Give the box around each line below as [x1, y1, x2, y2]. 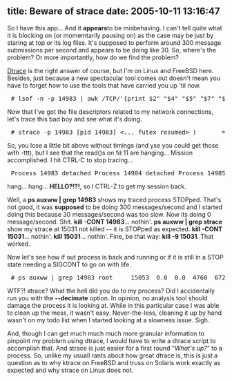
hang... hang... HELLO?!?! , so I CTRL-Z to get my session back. [7, 182, 186, 190]
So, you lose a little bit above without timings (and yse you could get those [7, 141, 219, 149]
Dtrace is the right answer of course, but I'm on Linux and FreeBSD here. [7, 66, 214, 75]
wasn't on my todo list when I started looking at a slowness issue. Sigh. [7, 315, 210, 324]
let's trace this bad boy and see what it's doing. [7, 115, 142, 123]
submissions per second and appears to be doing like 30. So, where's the [7, 46, 216, 54]
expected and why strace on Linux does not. [7, 366, 134, 374]
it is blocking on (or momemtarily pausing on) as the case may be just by [7, 31, 214, 39]
